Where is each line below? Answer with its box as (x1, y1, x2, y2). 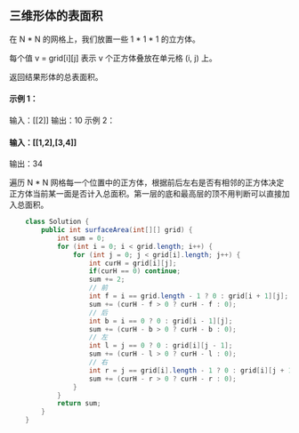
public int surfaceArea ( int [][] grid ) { (41, 226, 193, 235)
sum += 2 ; (88, 275, 125, 285)
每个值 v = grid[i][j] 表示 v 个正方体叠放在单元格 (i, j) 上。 (9, 52, 218, 63)
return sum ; (56, 399, 101, 408)
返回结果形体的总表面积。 (9, 71, 103, 82)
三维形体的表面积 (9, 8, 103, 24)
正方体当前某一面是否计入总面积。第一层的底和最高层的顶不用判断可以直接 (9, 188, 282, 199)
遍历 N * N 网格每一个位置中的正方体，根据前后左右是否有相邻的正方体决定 (9, 177, 285, 188)
